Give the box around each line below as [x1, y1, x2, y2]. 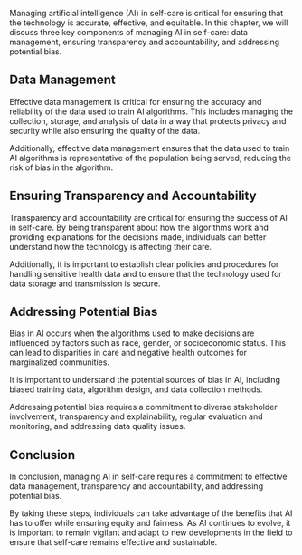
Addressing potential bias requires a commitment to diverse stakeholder [9, 402, 278, 413]
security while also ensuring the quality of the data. [9, 125, 201, 136]
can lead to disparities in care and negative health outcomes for [9, 348, 247, 359]
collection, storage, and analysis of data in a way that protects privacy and [9, 115, 287, 126]
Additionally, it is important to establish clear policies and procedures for [9, 258, 279, 270]
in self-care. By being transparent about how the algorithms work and [9, 222, 269, 233]
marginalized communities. [9, 357, 110, 368]
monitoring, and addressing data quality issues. [9, 421, 186, 432]
